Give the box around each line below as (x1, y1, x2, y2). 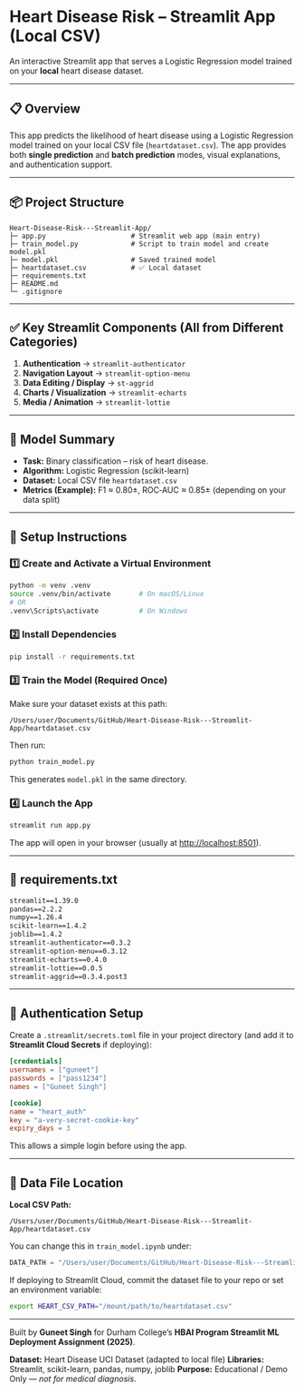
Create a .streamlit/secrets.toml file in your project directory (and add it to (9, 1030, 294, 1041)
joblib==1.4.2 (9, 930, 63, 939)
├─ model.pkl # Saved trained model (9, 255, 217, 264)
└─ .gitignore (9, 287, 63, 296)
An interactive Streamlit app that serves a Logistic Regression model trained (9, 55, 292, 66)
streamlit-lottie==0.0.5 (9, 964, 103, 973)
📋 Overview (9, 102, 81, 117)
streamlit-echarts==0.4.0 (9, 955, 107, 964)
